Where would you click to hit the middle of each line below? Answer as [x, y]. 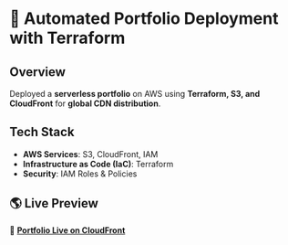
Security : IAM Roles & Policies [80, 174]
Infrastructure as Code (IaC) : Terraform [98, 164]
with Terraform [67, 38]
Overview [38, 72]
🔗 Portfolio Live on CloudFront [67, 230]
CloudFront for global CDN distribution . [85, 103]
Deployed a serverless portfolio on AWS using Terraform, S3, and [135, 94]
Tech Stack [42, 132]
